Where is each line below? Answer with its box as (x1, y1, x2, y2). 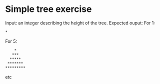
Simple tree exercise (5, 3, 92, 15)
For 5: (5, 38, 17, 44)
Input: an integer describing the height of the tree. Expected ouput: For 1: (5, 20, 155, 26)
